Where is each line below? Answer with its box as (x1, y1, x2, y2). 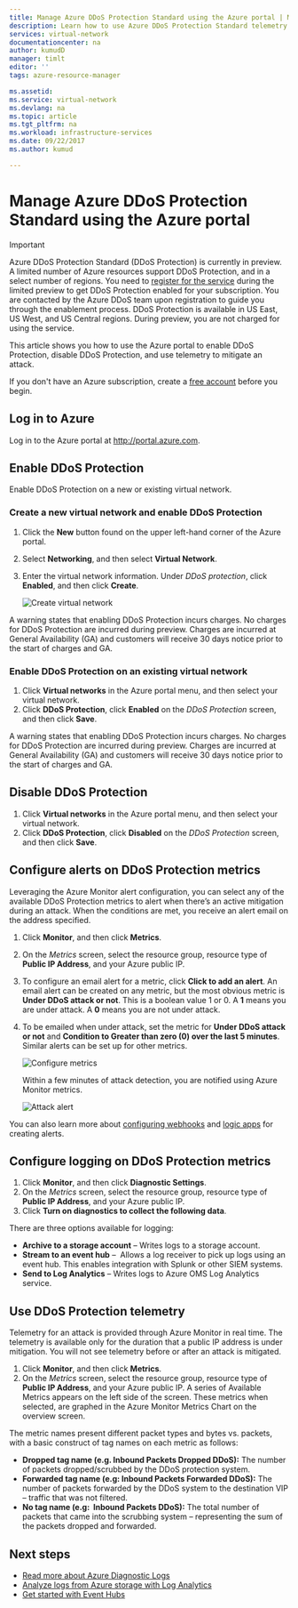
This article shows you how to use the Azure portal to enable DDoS (9, 340, 255, 350)
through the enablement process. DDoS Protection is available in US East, (9, 303, 278, 314)
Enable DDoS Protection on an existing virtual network (9, 664, 248, 677)
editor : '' (9, 63, 50, 72)
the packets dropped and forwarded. (21, 1521, 157, 1532)
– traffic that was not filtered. (21, 1492, 129, 1503)
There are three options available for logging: (9, 1223, 175, 1234)
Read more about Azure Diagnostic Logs (21, 1570, 170, 1580)
